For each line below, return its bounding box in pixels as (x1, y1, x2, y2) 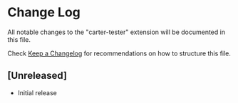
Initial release (17, 88, 57, 97)
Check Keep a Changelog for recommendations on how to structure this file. (7, 49, 232, 58)
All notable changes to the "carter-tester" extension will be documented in (7, 28, 226, 36)
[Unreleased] (7, 70, 68, 82)
